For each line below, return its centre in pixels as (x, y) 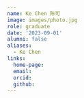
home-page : (29, 65)
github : (24, 84)
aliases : (19, 46)
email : (23, 71)
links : (16, 59)
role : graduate (29, 26)
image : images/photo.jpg (42, 20)
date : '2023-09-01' (35, 33)
